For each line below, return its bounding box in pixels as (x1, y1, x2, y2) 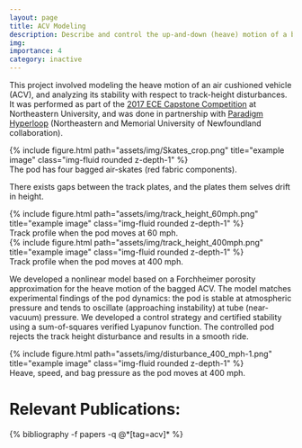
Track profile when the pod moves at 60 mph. (9, 228, 179, 238)
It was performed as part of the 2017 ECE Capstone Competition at (9, 99, 256, 109)
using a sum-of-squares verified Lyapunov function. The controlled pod (9, 321, 275, 332)
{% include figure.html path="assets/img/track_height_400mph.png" (9, 237, 263, 247)
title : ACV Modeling (9, 22, 87, 31)
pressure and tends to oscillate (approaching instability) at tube (9, 302, 244, 313)
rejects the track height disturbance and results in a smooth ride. (9, 331, 249, 342)
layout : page (9, 13, 58, 22)
